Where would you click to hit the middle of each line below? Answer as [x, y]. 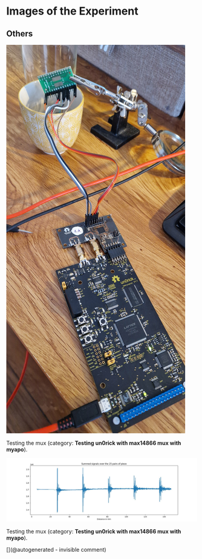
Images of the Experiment [72, 11]
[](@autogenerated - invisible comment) [57, 549]
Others [20, 34]
